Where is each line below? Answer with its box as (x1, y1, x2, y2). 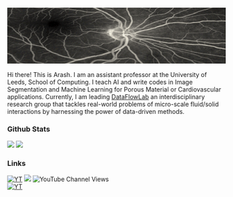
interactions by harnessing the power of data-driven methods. (7, 107, 185, 115)
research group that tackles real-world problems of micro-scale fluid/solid (7, 100, 219, 108)
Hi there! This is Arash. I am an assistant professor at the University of (7, 70, 207, 78)
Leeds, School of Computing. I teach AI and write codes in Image (7, 78, 193, 86)
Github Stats (7, 124, 51, 134)
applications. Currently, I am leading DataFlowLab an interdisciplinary (7, 92, 205, 101)
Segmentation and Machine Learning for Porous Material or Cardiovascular (7, 85, 222, 94)
